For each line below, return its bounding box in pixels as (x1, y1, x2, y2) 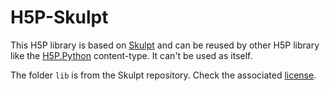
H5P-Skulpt (10, 6, 109, 29)
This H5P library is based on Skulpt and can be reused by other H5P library (10, 39, 320, 51)
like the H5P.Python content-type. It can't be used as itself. (10, 49, 253, 61)
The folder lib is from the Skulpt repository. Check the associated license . (10, 69, 317, 81)
